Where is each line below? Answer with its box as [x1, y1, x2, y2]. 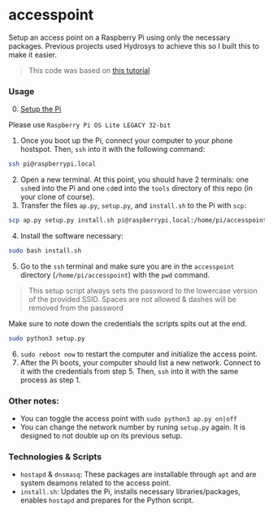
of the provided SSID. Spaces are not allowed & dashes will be [28, 294, 237, 304]
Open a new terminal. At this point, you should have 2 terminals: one [19, 175, 249, 184]
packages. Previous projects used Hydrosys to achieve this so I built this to [8, 41, 260, 50]
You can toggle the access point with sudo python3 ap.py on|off [19, 414, 238, 424]
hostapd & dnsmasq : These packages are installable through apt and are [19, 469, 257, 480]
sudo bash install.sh [8, 246, 82, 255]
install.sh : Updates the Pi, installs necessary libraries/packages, [19, 487, 241, 497]
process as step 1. [19, 375, 81, 385]
